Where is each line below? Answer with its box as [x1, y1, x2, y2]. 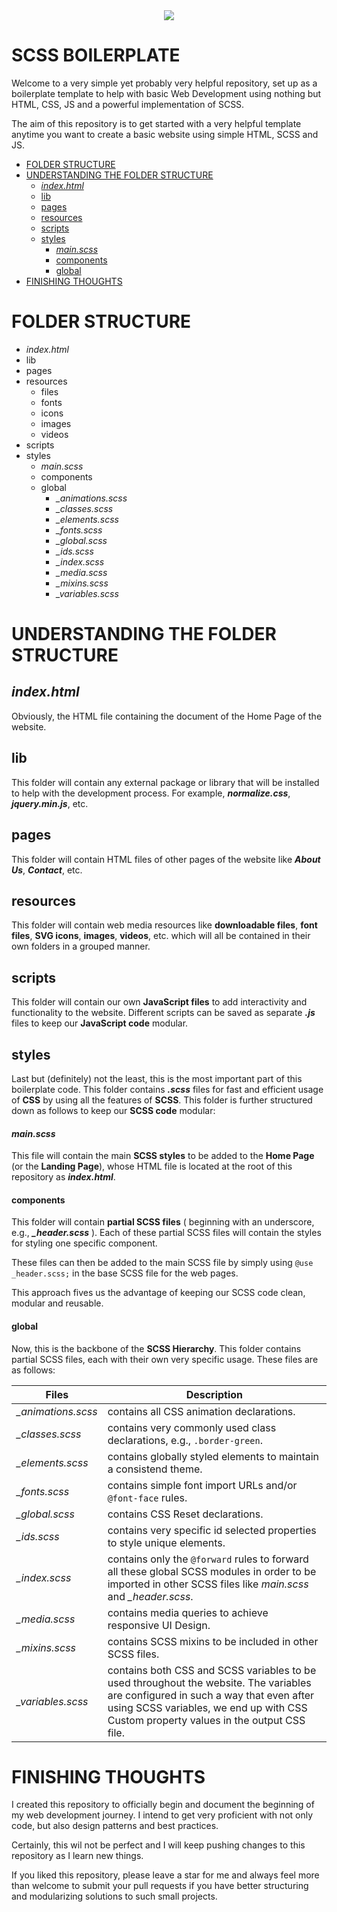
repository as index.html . [11, 1171, 116, 1183]
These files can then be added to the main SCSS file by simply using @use [11, 1257, 314, 1269]
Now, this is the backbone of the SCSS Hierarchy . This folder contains [11, 1342, 302, 1354]
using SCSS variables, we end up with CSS [107, 1700, 308, 1714]
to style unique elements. [107, 1535, 226, 1549]
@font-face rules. [107, 1490, 188, 1504]
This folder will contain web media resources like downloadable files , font [11, 919, 318, 931]
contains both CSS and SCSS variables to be [107, 1663, 317, 1677]
